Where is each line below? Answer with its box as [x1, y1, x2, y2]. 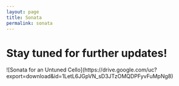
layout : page [6, 8, 39, 15]
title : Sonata [6, 15, 42, 21]
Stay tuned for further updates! [6, 46, 167, 60]
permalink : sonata [6, 20, 53, 26]
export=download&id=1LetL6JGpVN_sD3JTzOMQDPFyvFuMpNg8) [6, 73, 174, 80]
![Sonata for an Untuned [6, 66, 67, 73]
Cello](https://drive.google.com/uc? [67, 66, 158, 73]
